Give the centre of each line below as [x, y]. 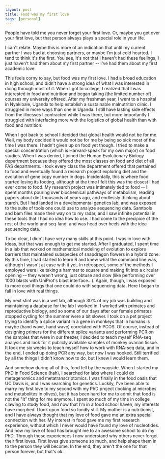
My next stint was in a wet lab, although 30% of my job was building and [79, 301]
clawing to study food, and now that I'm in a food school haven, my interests [82, 404]
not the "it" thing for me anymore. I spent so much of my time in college [77, 399]
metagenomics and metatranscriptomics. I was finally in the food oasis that [81, 378]
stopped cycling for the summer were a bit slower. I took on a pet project [79, 317]
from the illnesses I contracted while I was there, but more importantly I [77, 115]
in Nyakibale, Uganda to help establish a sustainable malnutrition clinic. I [78, 105]
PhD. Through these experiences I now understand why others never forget [82, 436]
